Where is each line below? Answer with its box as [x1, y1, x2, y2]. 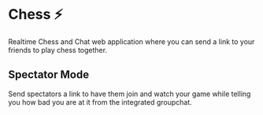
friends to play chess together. [8, 45, 108, 54]
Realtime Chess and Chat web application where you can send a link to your [8, 36, 255, 46]
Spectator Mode [8, 68, 89, 82]
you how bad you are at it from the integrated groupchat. [8, 97, 193, 106]
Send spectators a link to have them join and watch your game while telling [8, 89, 251, 98]
